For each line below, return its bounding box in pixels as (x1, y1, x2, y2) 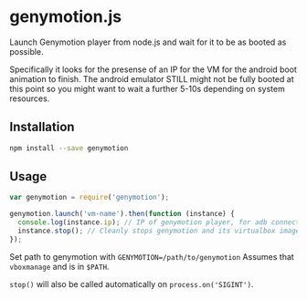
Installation (9, 119, 75, 135)
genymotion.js (9, 6, 122, 27)
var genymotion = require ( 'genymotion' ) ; (9, 193, 170, 202)
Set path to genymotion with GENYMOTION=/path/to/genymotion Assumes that (9, 251, 294, 262)
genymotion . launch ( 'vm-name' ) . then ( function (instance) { (9, 210, 235, 219)
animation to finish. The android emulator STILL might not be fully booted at (9, 73, 294, 84)
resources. (9, 93, 50, 104)
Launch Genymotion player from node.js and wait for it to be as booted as (9, 36, 287, 47)
